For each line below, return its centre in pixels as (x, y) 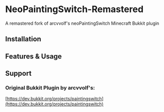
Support (18, 73)
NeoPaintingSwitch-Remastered (74, 9)
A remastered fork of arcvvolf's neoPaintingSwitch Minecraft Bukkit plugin (82, 23)
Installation (23, 39)
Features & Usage (34, 56)
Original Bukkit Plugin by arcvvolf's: (50, 88)
